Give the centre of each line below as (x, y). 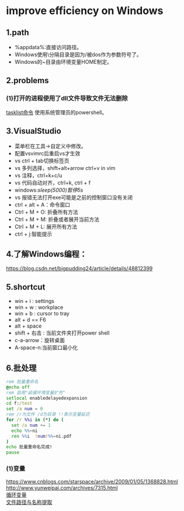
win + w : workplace (39, 307)
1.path (18, 33)
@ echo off (18, 387)
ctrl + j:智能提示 (33, 234)
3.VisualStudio (34, 131)
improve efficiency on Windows (85, 11)
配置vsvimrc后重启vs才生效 (47, 153)
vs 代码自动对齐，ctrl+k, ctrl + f (53, 182)
